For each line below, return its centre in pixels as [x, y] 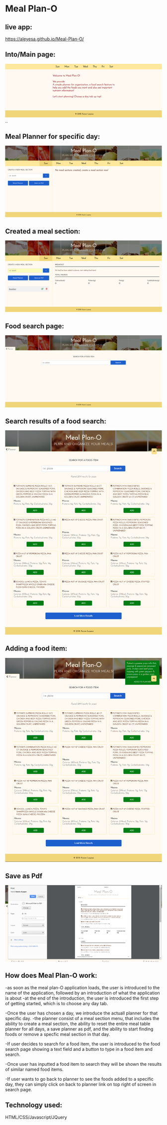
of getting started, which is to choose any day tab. [57, 1003]
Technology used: [34, 1105]
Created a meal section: [43, 231]
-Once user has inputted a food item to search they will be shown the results [83, 1064]
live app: [19, 27]
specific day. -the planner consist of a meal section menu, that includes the [82, 1018]
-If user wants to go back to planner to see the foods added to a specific [80, 1079]
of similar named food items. [34, 1069]
